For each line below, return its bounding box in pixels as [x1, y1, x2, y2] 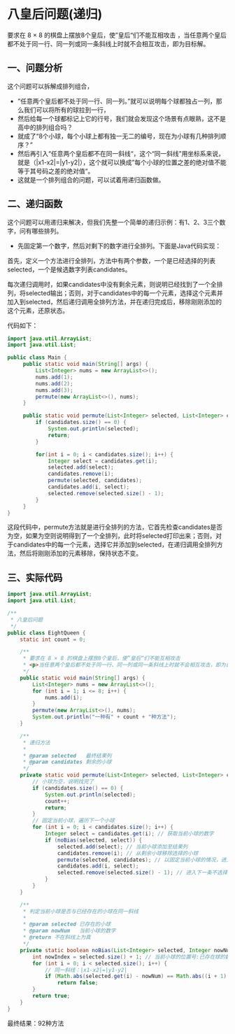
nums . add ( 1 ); [35, 374, 73, 381]
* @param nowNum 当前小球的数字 [22, 928, 116, 935]
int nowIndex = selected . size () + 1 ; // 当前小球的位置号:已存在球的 [32, 953, 226, 961]
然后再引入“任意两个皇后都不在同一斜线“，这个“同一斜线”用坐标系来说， [17, 149, 225, 157]
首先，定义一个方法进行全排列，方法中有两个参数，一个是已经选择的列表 [7, 256, 215, 264]
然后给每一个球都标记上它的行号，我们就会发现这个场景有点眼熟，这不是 [17, 114, 226, 122]
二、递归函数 [7, 198, 63, 210]
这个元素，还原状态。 [7, 306, 69, 315]
